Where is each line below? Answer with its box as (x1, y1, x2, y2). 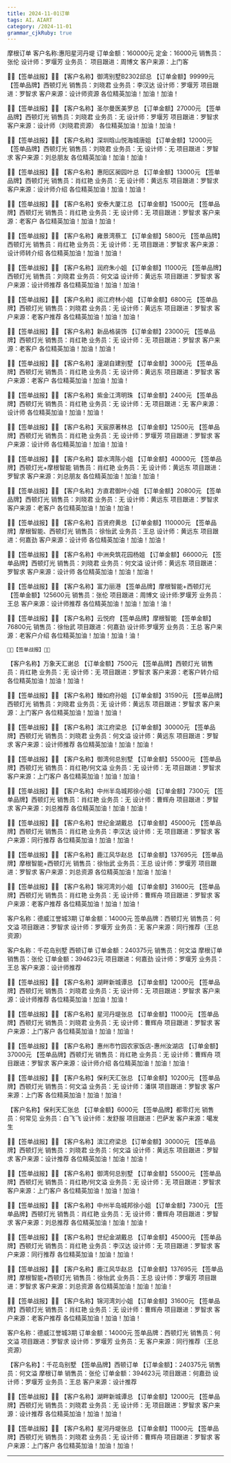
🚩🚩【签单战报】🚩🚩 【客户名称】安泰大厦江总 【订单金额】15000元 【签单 (7, 200, 214, 208)
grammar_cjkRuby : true (7, 29, 72, 37)
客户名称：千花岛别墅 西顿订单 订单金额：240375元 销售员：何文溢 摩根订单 (7, 946, 223, 954)
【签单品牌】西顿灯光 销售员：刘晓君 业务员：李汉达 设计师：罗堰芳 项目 (7, 81, 213, 90)
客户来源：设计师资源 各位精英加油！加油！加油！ (38, 90, 179, 98)
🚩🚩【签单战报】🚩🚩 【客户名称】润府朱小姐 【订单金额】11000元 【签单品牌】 (7, 263, 222, 272)
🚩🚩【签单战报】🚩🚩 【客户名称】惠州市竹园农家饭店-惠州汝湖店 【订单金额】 (7, 1042, 222, 1050)
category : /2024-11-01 (7, 23, 72, 30)
